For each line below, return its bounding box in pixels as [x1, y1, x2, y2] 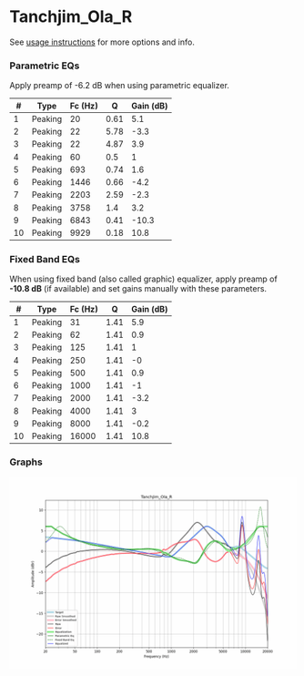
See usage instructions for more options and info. [9, 36, 196, 47]
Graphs [9, 456, 43, 468]
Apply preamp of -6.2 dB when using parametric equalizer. [9, 80, 230, 91]
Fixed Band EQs [9, 252, 80, 265]
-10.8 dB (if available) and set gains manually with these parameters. [9, 283, 267, 294]
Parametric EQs [9, 59, 80, 72]
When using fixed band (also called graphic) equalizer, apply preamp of [9, 273, 278, 284]
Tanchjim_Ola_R [9, 6, 133, 27]
